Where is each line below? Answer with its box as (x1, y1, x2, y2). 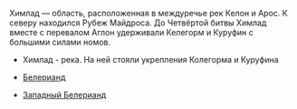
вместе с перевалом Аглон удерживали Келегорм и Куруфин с (9, 27, 254, 37)
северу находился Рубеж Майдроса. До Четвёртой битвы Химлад (9, 17, 267, 28)
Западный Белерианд (22, 90, 107, 100)
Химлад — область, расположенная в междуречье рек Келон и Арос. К (9, 8, 288, 18)
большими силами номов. (9, 36, 111, 47)
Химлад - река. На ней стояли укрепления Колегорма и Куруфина (22, 54, 279, 64)
